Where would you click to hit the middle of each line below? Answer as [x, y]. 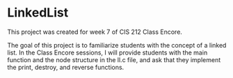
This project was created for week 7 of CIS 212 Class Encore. [95, 32]
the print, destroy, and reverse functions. [66, 67]
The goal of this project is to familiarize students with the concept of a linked [117, 45]
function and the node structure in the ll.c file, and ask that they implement [114, 59]
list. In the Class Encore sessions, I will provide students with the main [107, 52]
